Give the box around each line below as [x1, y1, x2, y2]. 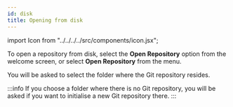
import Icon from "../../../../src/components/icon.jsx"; [7, 36, 159, 44]
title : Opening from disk [7, 17, 83, 24]
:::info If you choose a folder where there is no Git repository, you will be [7, 84, 216, 92]
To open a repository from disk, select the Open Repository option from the [7, 50, 227, 58]
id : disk [7, 10, 33, 17]
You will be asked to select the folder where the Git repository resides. [7, 71, 211, 79]
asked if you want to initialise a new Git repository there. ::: [7, 92, 177, 100]
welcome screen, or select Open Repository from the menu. [7, 57, 182, 65]
